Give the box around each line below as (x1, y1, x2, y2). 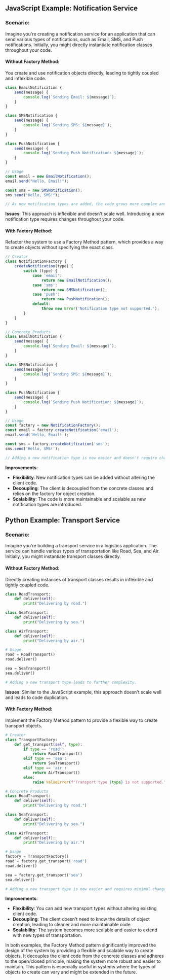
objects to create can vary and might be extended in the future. (5, 969, 138, 975)
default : (32, 301, 51, 306)
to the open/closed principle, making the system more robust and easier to (5, 958, 161, 964)
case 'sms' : (32, 283, 58, 288)
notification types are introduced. (12, 501, 82, 507)
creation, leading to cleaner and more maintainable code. (12, 922, 132, 928)
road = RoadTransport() (5, 652, 56, 657)
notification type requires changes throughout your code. (5, 216, 125, 222)
